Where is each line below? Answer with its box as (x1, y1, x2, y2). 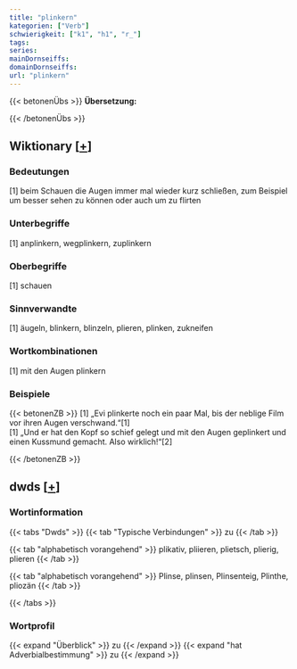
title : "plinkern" (9, 12, 78, 22)
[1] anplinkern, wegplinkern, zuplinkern (9, 237, 152, 248)
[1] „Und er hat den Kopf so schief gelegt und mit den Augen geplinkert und (9, 426, 287, 437)
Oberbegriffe (9, 260, 67, 272)
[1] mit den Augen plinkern (9, 365, 106, 376)
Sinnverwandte (9, 302, 78, 315)
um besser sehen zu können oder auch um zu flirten (9, 195, 202, 206)
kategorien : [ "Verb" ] (9, 21, 90, 30)
